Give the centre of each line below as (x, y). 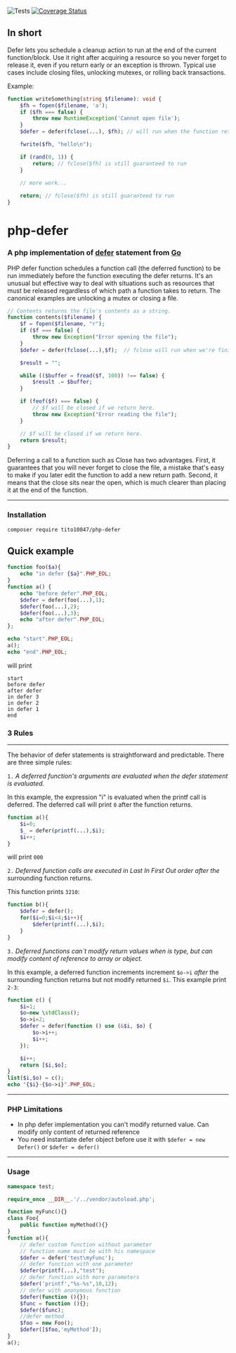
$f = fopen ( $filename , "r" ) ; (63, 324)
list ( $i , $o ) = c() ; (36, 1078)
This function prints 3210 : (44, 892)
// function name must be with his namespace (88, 1251)
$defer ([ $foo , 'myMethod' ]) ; (61, 1330)
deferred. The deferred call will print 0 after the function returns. (100, 805)
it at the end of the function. (48, 490)
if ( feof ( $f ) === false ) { (59, 401)
